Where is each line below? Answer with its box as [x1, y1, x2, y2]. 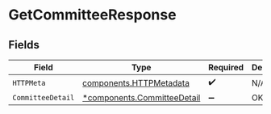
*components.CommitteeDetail [81, 92, 201, 103]
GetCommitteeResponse [8, 6, 177, 24]
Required [208, 62, 244, 73]
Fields [8, 38, 40, 52]
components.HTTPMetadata [81, 77, 190, 88]
